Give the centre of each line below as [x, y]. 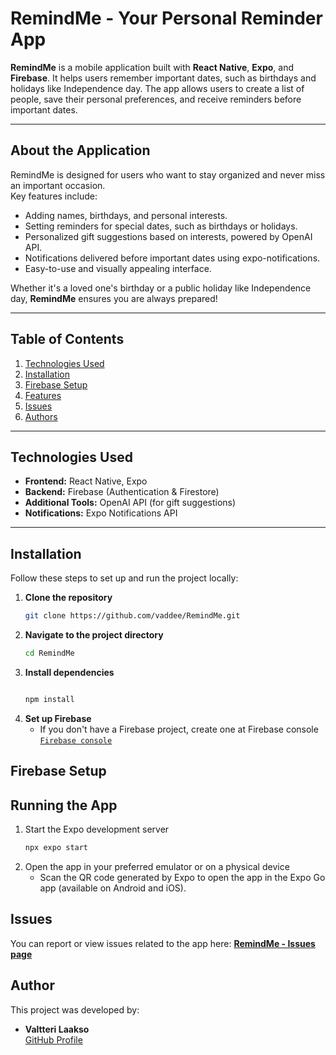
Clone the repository [68, 598]
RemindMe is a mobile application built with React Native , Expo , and [152, 67]
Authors [41, 416]
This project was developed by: [75, 1009]
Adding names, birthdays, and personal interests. [126, 215]
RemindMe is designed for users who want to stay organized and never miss [168, 174]
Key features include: [54, 196]
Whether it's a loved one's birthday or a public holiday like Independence [161, 288]
